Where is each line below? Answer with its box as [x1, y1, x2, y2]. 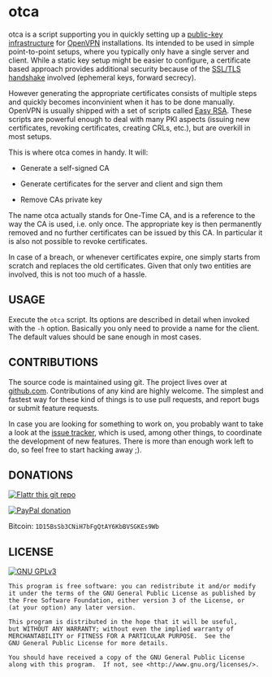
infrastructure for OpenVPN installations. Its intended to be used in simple [8, 37, 255, 47]
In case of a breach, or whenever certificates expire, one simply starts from [8, 251, 261, 262]
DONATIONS [8, 468, 74, 482]
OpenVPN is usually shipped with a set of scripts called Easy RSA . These [8, 105, 253, 116]
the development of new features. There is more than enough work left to [8, 436, 254, 446]
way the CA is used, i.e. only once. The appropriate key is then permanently [8, 219, 262, 229]
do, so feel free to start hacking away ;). [8, 444, 142, 454]
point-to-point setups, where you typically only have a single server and [8, 46, 249, 56]
